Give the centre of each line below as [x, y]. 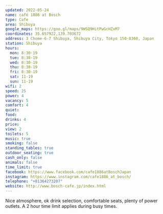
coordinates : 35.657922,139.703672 [43, 34]
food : [11, 115]
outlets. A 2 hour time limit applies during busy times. [61, 206]
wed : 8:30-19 [24, 62]
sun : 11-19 [21, 81]
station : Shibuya [24, 44]
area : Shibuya [20, 24]
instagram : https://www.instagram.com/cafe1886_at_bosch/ [68, 177]
